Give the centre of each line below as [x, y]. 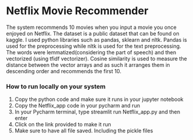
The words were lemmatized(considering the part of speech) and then [91, 52]
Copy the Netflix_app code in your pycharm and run [77, 106]
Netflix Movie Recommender [77, 11]
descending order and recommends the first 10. [64, 71]
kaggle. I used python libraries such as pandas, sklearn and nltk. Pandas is [96, 40]
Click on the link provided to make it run [63, 125]
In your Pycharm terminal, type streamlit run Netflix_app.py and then [97, 112]
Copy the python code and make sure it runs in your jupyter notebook [99, 99]
